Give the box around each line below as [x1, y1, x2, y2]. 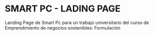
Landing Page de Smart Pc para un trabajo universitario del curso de [5, 19, 149, 25]
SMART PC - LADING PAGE [5, 3, 121, 14]
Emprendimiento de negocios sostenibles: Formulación [5, 24, 121, 30]
